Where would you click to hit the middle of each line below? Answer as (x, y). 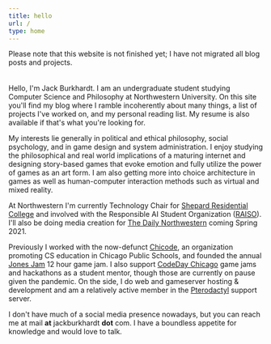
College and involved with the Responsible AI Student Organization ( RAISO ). (135, 214)
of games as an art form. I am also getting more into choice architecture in (132, 173)
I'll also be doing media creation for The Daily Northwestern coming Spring (133, 223)
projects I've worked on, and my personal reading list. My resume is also (129, 114)
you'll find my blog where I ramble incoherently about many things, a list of (133, 105)
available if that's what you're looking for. (77, 123)
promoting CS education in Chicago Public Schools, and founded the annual (135, 256)
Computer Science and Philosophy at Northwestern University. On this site (133, 97)
